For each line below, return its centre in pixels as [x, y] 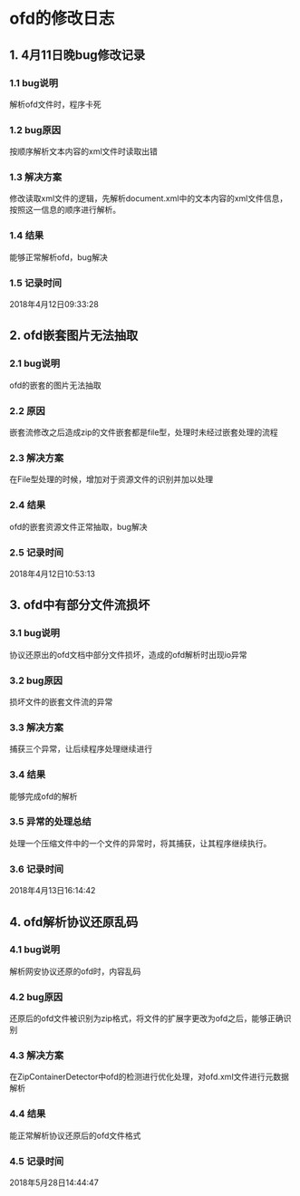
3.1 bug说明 [35, 633]
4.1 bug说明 [35, 950]
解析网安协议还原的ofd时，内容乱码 [75, 971]
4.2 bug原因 [36, 997]
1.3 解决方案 [36, 178]
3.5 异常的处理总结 [51, 822]
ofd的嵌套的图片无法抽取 [55, 385]
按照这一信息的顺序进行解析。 [65, 210]
